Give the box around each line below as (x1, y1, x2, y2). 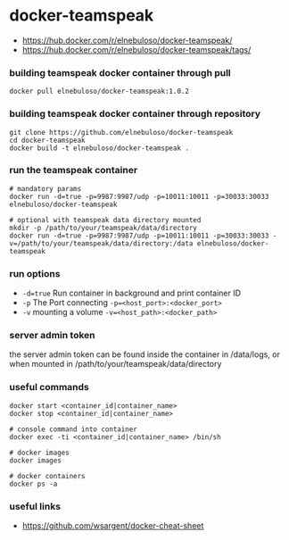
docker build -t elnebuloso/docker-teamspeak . (9, 144, 190, 153)
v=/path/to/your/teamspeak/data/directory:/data (9, 238, 194, 248)
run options (9, 267, 61, 279)
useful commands (9, 381, 89, 394)
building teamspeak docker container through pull (9, 66, 232, 79)
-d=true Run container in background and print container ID (21, 287, 242, 299)
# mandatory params (9, 184, 82, 193)
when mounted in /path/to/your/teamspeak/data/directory (9, 359, 222, 370)
